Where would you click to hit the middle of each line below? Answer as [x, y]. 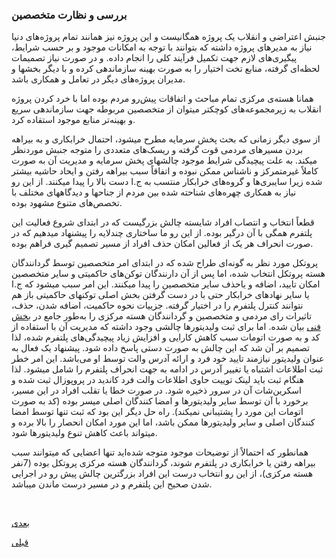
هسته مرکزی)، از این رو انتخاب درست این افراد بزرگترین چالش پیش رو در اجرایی [162, 474]
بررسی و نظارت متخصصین [69, 15]
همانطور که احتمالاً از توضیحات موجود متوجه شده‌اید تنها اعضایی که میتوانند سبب [160, 452]
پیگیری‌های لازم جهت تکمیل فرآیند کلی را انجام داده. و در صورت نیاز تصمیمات [154, 58]
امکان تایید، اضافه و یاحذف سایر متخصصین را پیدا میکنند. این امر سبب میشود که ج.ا [166, 284]
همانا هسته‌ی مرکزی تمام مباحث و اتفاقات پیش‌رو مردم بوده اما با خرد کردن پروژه [162, 99]
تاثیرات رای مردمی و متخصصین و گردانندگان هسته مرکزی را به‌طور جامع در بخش [162, 316]
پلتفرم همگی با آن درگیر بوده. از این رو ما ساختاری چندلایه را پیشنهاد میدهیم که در [162, 233]
